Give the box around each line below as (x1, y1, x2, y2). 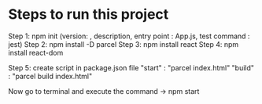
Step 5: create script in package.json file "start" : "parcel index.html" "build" (8, 63, 254, 72)
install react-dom (8, 48, 64, 57)
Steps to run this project (8, 5, 169, 23)
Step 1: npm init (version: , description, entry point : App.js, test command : (8, 31, 250, 41)
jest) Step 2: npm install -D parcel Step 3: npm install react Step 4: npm (8, 39, 239, 48)
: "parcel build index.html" (8, 71, 93, 81)
